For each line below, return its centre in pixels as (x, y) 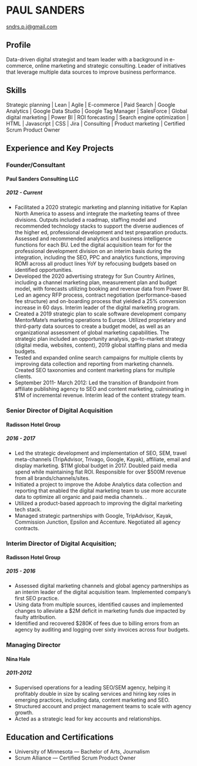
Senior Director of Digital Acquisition (59, 410)
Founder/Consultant (36, 165)
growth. (24, 712)
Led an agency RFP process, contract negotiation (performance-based (101, 295)
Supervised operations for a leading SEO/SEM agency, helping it (92, 687)
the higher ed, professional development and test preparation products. (101, 232)
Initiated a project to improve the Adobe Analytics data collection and (98, 484)
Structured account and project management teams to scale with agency (103, 706)
